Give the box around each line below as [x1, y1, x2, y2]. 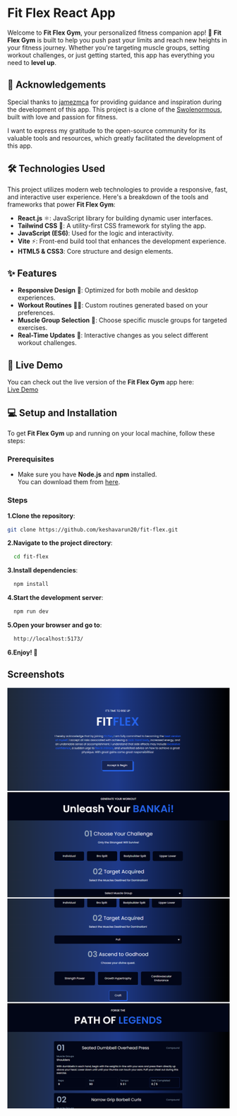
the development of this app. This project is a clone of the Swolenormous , [7, 105, 222, 114]
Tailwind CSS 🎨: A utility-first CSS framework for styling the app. [17, 221, 207, 230]
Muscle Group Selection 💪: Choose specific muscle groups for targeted [17, 316, 227, 324]
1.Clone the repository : [7, 511, 75, 520]
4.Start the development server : [7, 594, 104, 602]
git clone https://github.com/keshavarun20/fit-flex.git [7, 526, 178, 533]
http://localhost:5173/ [13, 635, 83, 642]
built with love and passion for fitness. [7, 112, 118, 121]
